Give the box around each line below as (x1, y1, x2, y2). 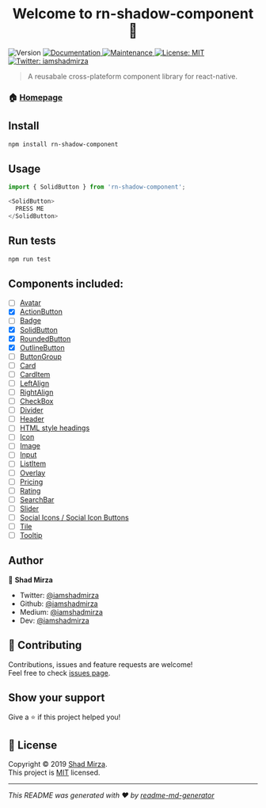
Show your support (8, 691, 105, 705)
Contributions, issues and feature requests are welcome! (8, 659, 193, 669)
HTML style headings (19, 423, 90, 433)
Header (19, 414, 45, 424)
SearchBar (19, 494, 55, 504)
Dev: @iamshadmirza (19, 616, 89, 625)
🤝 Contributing (8, 638, 82, 652)
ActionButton (19, 307, 63, 317)
